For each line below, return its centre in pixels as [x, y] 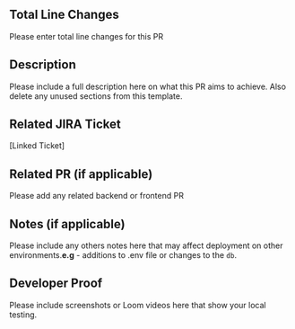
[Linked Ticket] [37, 146]
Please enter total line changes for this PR [87, 36]
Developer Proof [56, 284]
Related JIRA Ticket [65, 124]
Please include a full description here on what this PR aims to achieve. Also [148, 86]
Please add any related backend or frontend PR [96, 196]
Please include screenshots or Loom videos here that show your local [138, 305]
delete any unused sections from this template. [96, 96]
